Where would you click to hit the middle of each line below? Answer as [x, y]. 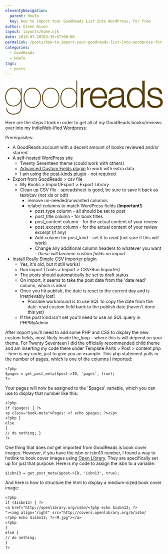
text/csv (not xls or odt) [44, 195]
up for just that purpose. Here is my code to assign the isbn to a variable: [80, 463]
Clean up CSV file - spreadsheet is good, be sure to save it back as [89, 190]
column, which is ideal [43, 286]
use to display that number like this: [42, 393]
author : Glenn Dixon [27, 27]
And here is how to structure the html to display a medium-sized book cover [83, 482]
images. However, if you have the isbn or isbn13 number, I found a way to [80, 453]
